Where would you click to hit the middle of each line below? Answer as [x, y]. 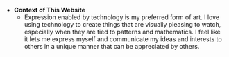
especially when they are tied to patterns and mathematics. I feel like [122, 32]
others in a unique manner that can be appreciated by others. [112, 46]
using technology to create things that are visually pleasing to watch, [122, 24]
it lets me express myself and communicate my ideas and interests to [123, 39]
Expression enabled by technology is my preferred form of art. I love [122, 17]
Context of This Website [49, 10]
